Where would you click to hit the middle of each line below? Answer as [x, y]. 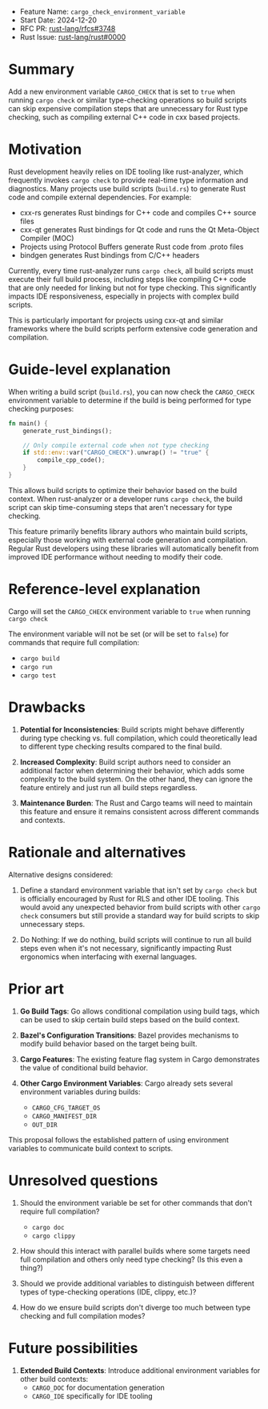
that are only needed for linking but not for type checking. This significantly [132, 287]
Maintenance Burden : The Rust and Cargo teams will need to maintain [136, 803]
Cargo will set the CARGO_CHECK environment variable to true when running [129, 611]
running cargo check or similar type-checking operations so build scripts [128, 100]
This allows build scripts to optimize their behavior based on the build [123, 490]
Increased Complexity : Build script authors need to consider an [125, 762]
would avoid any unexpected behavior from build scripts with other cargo [140, 907]
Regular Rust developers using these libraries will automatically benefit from [134, 548]
